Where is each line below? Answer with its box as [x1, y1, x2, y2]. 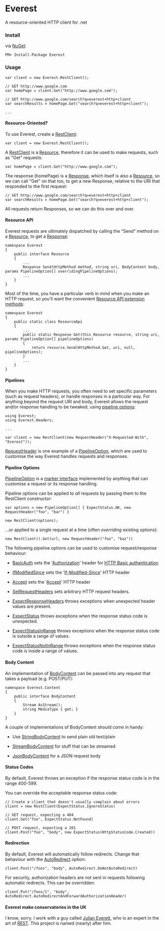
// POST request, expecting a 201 [5, 825, 76, 830]
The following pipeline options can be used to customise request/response [5, 545, 157, 551]
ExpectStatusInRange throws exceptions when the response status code [12, 628, 160, 634]
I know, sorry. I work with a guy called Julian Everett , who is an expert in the [5, 915, 159, 921]
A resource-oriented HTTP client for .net [5, 19, 87, 25]
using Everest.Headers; [5, 418, 54, 423]
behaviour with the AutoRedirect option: [5, 856, 86, 862]
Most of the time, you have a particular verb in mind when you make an [5, 290, 150, 296]
